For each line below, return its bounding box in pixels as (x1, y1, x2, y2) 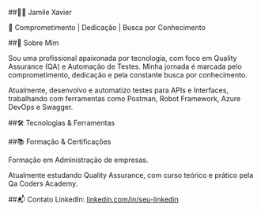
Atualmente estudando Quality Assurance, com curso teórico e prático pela (8, 171, 254, 179)
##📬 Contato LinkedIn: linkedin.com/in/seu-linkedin (8, 194, 180, 204)
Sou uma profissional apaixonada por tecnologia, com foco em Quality (8, 54, 237, 62)
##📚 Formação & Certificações (8, 137, 112, 146)
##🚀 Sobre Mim (8, 38, 59, 47)
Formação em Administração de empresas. (8, 155, 149, 164)
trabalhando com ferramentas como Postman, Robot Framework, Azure (8, 94, 241, 103)
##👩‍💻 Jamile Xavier (8, 8, 73, 17)
